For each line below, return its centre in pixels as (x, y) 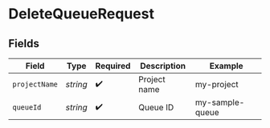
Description (163, 66)
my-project (217, 84)
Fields (24, 44)
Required (113, 66)
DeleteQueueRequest (82, 14)
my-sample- (220, 102)
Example (226, 66)
